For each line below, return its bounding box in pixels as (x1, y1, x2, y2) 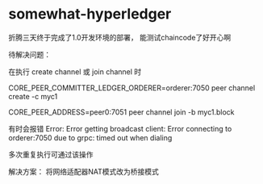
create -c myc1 (8, 91, 58, 101)
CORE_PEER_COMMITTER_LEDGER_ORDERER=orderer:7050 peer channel (8, 82, 256, 93)
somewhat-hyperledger (8, 5, 172, 23)
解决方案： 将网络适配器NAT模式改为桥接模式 (8, 166, 159, 176)
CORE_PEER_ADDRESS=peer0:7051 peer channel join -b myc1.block (8, 107, 235, 117)
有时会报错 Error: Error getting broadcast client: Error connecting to (8, 123, 232, 133)
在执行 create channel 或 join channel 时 (8, 66, 142, 77)
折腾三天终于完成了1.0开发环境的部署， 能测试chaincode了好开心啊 (8, 32, 232, 42)
